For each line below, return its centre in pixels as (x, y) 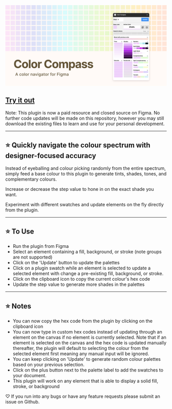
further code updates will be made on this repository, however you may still (85, 118)
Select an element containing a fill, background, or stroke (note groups (87, 252)
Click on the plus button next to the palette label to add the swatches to (88, 370)
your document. (29, 376)
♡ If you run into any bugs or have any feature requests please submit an (83, 396)
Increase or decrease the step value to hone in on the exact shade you (80, 189)
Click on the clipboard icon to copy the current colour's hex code (81, 279)
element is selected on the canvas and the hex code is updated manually (90, 343)
